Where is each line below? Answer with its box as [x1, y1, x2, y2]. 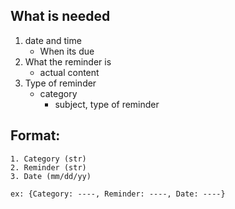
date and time [24, 34, 82, 46]
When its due [39, 45, 95, 57]
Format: [10, 127, 61, 144]
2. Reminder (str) [10, 162, 87, 173]
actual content [39, 66, 100, 78]
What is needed [10, 8, 111, 25]
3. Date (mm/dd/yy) [10, 171, 92, 181]
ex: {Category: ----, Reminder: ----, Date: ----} [10, 189, 226, 199]
